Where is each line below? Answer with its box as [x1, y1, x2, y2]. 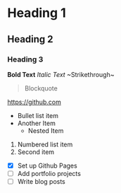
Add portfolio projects [17, 169, 81, 177]
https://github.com [7, 98, 61, 106]
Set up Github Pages [17, 161, 77, 170]
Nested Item [27, 126, 64, 135]
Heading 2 [7, 33, 54, 45]
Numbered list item [17, 140, 73, 148]
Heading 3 [7, 54, 44, 64]
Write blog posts [17, 177, 65, 185]
